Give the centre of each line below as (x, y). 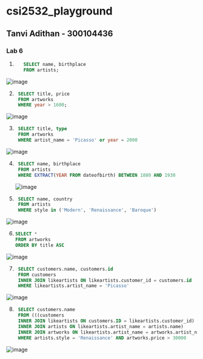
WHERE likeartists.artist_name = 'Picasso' (74, 286)
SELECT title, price (44, 94)
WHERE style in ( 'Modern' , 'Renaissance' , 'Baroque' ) (87, 210)
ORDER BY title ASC (40, 245)
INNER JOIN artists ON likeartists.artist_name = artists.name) (101, 326)
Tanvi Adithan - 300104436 (60, 34)
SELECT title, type (42, 129)
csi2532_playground (60, 11)
